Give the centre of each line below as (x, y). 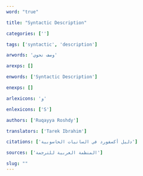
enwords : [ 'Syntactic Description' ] (52, 77)
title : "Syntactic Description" (46, 23)
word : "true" (22, 12)
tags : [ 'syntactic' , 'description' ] (52, 44)
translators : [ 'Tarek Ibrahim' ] (46, 131)
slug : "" (17, 164)
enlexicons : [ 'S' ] (29, 109)
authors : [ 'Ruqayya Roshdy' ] (42, 120)
